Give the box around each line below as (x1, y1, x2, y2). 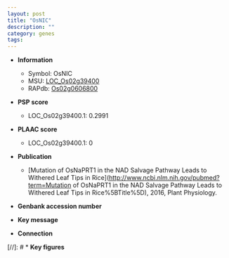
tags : (7, 37, 23, 44)
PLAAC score (17, 125, 58, 134)
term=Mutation (27, 181, 72, 190)
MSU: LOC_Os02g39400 (27, 77, 100, 85)
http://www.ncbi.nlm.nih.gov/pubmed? (108, 174, 220, 182)
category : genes (7, 30, 55, 37)
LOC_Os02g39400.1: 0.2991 (27, 112, 109, 120)
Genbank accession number (17, 202, 102, 211)
